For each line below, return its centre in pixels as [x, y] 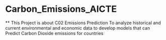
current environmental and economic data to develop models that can [78, 28]
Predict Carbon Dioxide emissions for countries [54, 33]
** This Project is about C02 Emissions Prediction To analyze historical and [83, 23]
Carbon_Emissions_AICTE [61, 9]
